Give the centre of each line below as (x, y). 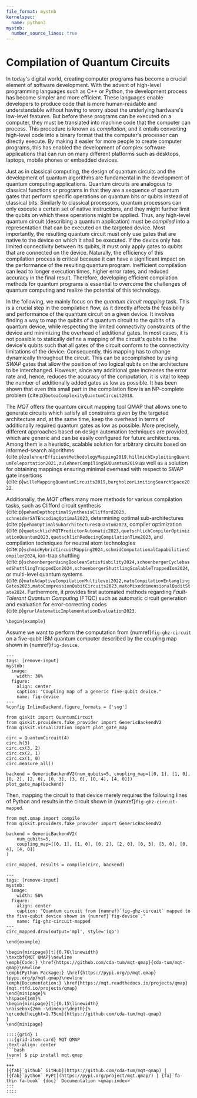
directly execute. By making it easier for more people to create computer (94, 141)
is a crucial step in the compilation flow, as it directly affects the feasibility (95, 308)
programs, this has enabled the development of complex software (86, 148)
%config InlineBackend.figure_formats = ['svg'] (67, 707)
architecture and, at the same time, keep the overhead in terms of (86, 419)
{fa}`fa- (172, 1076)
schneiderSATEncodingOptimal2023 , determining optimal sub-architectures (95, 518)
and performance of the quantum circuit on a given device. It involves (90, 314)
